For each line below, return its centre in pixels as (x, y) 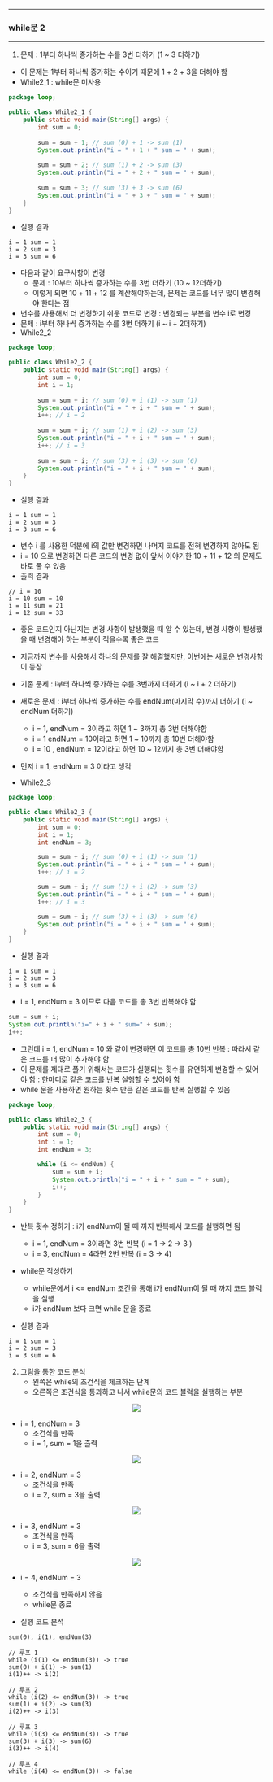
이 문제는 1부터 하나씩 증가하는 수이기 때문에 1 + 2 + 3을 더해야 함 (124, 72)
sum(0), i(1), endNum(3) (50, 1637)
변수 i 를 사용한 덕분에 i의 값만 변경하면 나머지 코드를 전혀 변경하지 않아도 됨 (140, 546)
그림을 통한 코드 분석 (53, 1372)
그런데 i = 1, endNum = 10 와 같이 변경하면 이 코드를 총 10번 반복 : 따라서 (136, 1048)
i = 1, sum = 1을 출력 (65, 1444)
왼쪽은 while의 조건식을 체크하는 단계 (91, 1382)
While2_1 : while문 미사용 (61, 82)
